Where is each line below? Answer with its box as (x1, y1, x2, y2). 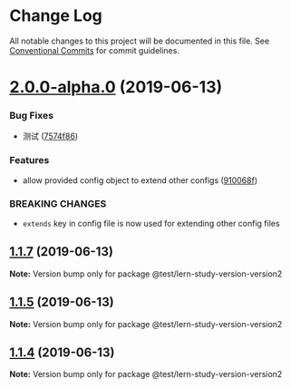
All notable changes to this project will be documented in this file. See (9, 35, 270, 46)
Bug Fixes (9, 110, 54, 122)
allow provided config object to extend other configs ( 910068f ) (22, 174, 258, 186)
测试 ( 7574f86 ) (22, 131, 79, 141)
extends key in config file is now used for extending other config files (22, 218, 280, 229)
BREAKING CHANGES (9, 197, 107, 209)
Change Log (9, 5, 102, 26)
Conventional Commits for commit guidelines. (9, 44, 179, 55)
